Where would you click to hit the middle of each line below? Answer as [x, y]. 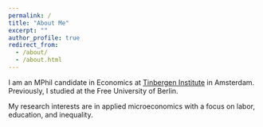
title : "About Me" [39, 23]
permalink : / [30, 15]
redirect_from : [33, 45]
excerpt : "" [28, 30]
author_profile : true [44, 38]
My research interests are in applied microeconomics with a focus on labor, [131, 106]
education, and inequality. [51, 114]
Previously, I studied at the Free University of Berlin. [93, 90]
